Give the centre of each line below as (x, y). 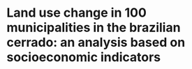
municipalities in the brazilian (94, 28)
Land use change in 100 (77, 13)
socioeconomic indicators (84, 58)
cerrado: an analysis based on (96, 43)
